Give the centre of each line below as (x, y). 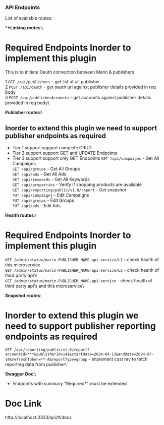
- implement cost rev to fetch (118, 359)
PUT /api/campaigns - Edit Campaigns (51, 195)
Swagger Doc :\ (21, 374)
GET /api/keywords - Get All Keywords (51, 180)
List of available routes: (29, 18)
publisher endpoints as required (56, 136)
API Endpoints (23, 7)
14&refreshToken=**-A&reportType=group (46, 359)
